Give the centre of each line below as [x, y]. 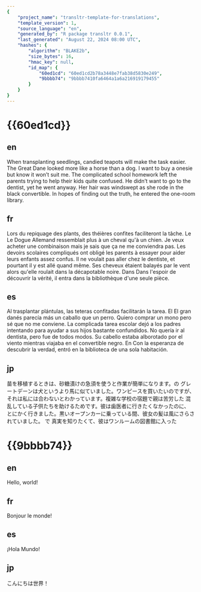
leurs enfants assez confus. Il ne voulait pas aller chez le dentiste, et [91, 259]
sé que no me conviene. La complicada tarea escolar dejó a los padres [94, 324]
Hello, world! [22, 482]
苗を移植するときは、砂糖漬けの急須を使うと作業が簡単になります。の [93, 384]
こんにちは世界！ [28, 583]
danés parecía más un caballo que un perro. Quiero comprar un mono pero [99, 318]
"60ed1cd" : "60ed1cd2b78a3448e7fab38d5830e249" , [100, 73]
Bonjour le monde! [30, 516]
